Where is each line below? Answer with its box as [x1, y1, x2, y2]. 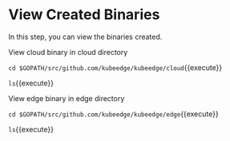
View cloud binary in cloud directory [8, 47, 128, 57]
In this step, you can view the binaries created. [8, 32, 163, 41]
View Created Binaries [8, 6, 160, 24]
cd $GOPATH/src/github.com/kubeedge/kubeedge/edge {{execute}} [8, 109, 219, 119]
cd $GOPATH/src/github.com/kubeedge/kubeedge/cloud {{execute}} [8, 62, 223, 72]
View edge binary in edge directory [8, 93, 125, 103]
